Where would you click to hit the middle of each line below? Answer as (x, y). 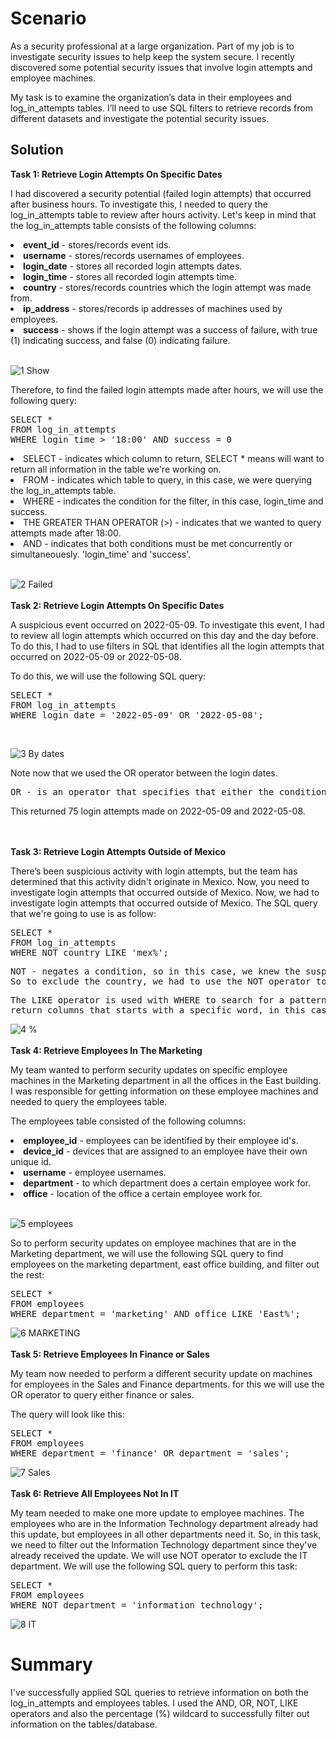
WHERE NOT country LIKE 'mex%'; (89, 952)
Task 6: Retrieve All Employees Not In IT (95, 1493)
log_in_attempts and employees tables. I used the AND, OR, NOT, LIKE (154, 1703)
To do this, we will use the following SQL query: (108, 676)
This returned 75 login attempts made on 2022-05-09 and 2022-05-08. (158, 811)
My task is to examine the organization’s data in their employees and (151, 97)
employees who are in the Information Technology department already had (164, 1523)
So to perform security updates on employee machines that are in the (153, 1243)
